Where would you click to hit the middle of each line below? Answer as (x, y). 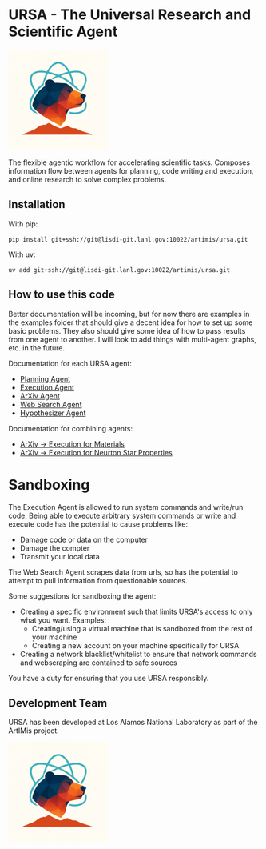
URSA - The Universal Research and (130, 15)
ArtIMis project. (34, 731)
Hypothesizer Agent (53, 413)
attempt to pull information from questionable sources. (98, 580)
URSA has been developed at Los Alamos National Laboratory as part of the (133, 723)
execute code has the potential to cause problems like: (98, 524)
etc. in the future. (37, 348)
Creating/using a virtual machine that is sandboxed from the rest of (142, 628)
